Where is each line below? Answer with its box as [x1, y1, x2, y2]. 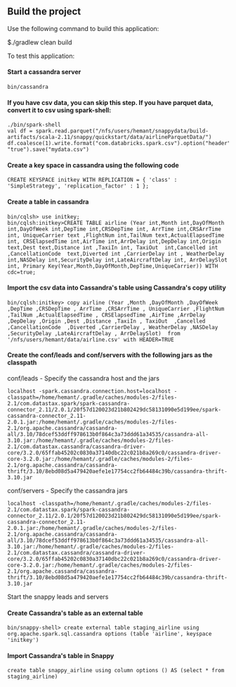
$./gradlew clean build [7, 38, 72, 47]
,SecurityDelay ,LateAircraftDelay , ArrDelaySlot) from [7, 330, 181, 337]
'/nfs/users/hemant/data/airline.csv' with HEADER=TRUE [7, 336, 174, 343]
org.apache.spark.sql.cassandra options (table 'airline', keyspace [7, 631, 212, 638]
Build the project [7, 6, 81, 18]
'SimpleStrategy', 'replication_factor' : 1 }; [7, 182, 150, 190]
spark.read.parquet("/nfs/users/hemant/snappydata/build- [35, 128, 209, 135]
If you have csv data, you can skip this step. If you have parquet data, [7, 98, 214, 106]
